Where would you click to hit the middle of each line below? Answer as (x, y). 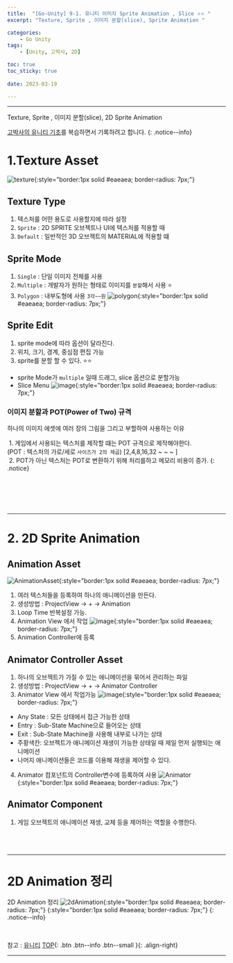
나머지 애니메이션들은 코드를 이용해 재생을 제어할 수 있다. (94, 760)
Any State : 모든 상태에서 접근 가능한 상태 (74, 716)
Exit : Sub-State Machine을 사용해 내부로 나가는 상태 (89, 734)
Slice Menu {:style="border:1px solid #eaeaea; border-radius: (117, 385)
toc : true (21, 65)
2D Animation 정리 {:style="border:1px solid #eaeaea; (105, 902)
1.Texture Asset (53, 160)
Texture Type (36, 201)
